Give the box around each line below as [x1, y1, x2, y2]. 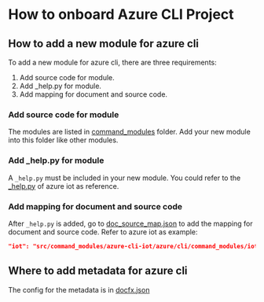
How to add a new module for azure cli [8, 37, 199, 50]
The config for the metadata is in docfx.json [8, 285, 150, 294]
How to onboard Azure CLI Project [8, 6, 234, 24]
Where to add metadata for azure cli [8, 264, 188, 278]
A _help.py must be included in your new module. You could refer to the [8, 173, 241, 182]
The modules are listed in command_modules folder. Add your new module [8, 127, 251, 137]
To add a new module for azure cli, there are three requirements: [8, 57, 218, 67]
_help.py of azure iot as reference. [8, 181, 119, 190]
